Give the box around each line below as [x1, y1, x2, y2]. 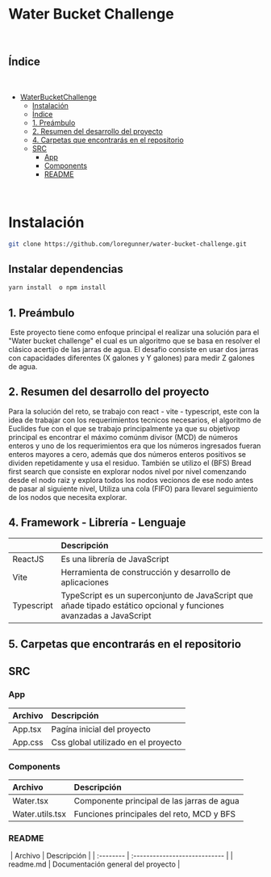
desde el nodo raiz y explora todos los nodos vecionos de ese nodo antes [8, 475, 254, 485]
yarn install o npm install [8, 283, 106, 292]
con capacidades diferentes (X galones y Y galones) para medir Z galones [8, 353, 256, 363]
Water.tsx [12, 795, 48, 807]
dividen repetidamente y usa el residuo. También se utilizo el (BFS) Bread [8, 458, 252, 468]
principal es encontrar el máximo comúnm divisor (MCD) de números [8, 432, 238, 442]
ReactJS [12, 553, 44, 564]
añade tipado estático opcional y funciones [60, 599, 224, 611]
